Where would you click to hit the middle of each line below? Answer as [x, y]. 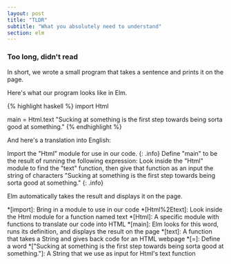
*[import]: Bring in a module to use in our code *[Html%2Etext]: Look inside [115, 209]
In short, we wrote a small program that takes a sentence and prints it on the [115, 72]
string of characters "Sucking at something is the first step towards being [111, 175]
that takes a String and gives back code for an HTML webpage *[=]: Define [114, 238]
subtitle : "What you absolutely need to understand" [84, 26]
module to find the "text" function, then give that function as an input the [110, 168]
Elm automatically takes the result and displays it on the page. [95, 196]
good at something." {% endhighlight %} [64, 126]
